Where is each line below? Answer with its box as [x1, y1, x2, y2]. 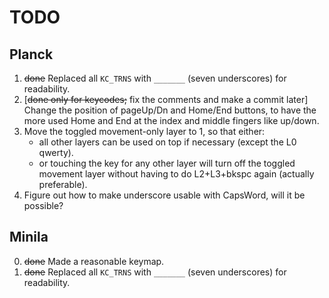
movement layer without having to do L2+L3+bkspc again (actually [38, 168, 315, 180]
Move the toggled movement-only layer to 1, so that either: [23, 126, 266, 137]
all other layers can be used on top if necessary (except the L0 [38, 136, 297, 148]
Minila [9, 229, 49, 246]
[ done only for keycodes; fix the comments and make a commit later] [23, 94, 309, 105]
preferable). [38, 179, 88, 190]
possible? [23, 200, 64, 211]
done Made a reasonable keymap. [23, 255, 165, 267]
